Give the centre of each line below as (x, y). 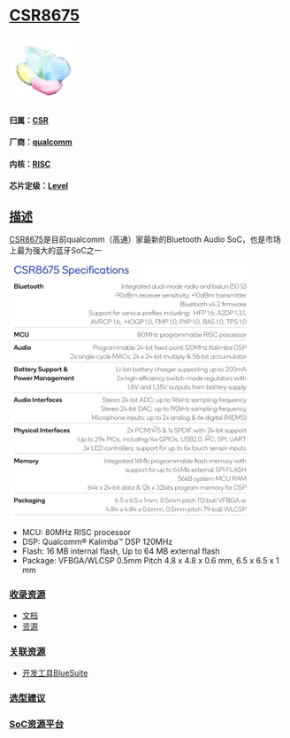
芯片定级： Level (39, 186)
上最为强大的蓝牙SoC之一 (56, 251)
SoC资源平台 (37, 724)
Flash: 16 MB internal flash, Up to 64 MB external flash (121, 551)
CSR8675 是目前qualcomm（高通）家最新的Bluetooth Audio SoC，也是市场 (145, 239)
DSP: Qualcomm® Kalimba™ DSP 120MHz (97, 542)
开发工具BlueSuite (55, 672)
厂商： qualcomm (41, 142)
